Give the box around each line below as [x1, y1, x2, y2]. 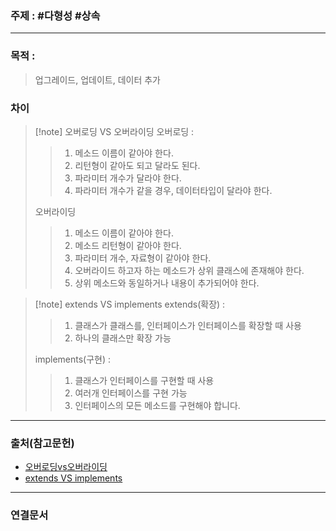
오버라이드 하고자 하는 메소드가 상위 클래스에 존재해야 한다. [74, 264, 305, 276]
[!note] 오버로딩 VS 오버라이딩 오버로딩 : [34, 125, 195, 137]
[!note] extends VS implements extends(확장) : [34, 298, 226, 310]
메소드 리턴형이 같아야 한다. [74, 239, 182, 251]
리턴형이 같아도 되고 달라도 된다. [74, 159, 201, 171]
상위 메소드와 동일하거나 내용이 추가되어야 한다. [74, 277, 260, 289]
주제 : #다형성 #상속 [10, 8, 101, 22]
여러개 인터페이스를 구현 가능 [74, 387, 188, 399]
